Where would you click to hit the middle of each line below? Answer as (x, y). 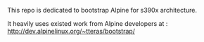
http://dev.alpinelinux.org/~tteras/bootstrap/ (71, 31)
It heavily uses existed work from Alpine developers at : (88, 23)
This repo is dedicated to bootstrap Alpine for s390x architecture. (102, 10)
